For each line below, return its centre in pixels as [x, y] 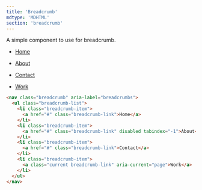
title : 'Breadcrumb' [32, 12]
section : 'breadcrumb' [35, 23]
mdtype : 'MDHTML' [28, 17]
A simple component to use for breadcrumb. [61, 40]
